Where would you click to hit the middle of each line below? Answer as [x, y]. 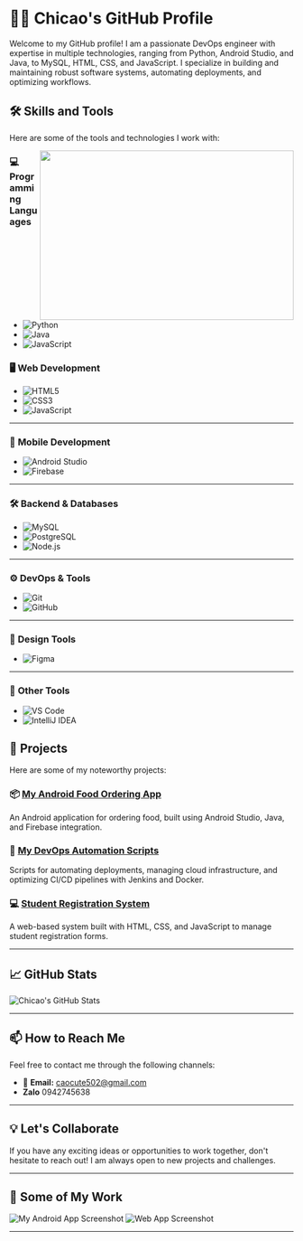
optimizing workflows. [50, 81]
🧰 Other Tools [40, 691]
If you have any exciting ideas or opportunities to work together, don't [139, 1151]
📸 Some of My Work [66, 1197]
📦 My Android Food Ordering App [86, 794]
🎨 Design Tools [43, 639]
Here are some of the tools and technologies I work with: [115, 137]
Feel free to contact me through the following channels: [112, 1065]
